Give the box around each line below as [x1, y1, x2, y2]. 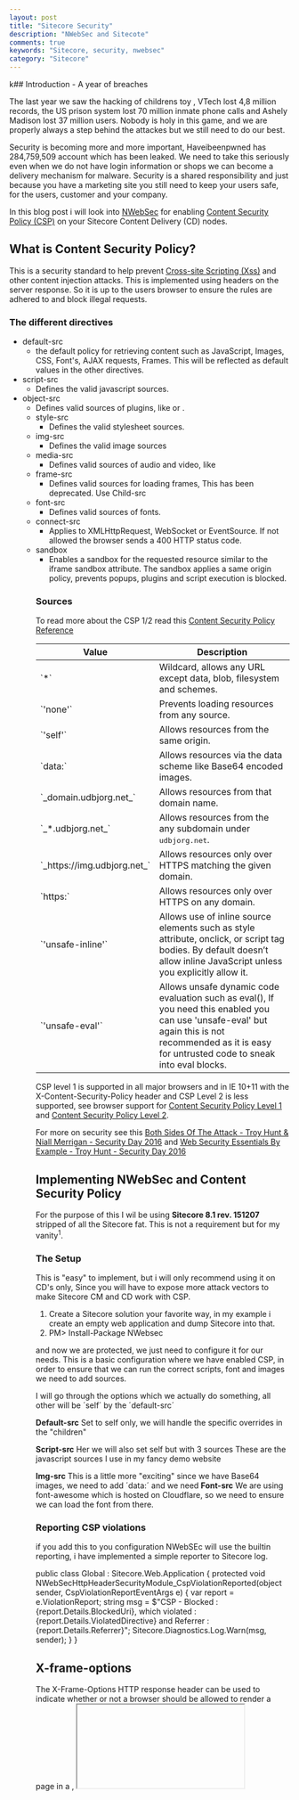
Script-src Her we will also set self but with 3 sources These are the [35, 1444, 287, 1455]
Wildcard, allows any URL [158, 661, 265, 674]
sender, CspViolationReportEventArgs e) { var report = [35, 1587, 235, 1598]
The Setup [35, 1252, 82, 1264]
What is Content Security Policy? [9, 241, 197, 257]
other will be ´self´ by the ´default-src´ [35, 1400, 175, 1411]
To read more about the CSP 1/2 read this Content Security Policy [35, 616, 276, 626]
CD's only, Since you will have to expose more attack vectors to [35, 1282, 270, 1293]
